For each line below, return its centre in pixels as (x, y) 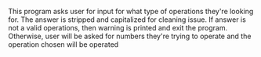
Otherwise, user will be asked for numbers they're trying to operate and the (130, 36)
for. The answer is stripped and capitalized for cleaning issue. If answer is (127, 20)
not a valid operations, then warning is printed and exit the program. (118, 28)
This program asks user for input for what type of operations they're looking (131, 11)
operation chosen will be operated (63, 45)
